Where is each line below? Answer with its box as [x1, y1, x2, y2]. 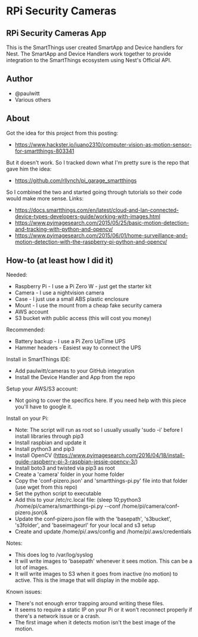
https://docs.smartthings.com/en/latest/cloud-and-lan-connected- [14, 206, 179, 214]
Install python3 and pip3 [14, 446, 75, 453]
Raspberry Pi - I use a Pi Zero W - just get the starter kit [14, 283, 152, 290]
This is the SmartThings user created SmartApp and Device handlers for [6, 44, 184, 51]
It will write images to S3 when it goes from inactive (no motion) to [14, 570, 178, 578]
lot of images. [14, 564, 49, 571]
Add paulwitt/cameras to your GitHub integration [14, 367, 135, 374]
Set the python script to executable [14, 490, 101, 497]
